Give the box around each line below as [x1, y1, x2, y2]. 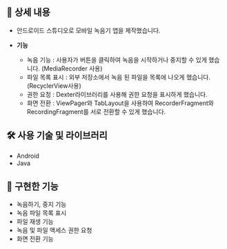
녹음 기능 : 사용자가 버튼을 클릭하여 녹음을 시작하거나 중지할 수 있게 [26, 55, 208, 64]
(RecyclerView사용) [26, 82, 82, 90]
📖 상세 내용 [6, 6, 51, 19]
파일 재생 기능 [16, 217, 54, 226]
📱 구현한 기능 [6, 181, 59, 192]
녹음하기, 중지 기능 [16, 200, 67, 209]
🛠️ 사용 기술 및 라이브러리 [6, 130, 108, 142]
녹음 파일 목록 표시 [16, 209, 67, 217]
